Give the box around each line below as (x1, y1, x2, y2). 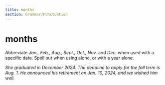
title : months (5, 7, 35, 12)
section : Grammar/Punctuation (5, 12, 68, 17)
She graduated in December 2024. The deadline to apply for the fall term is (5, 65, 161, 71)
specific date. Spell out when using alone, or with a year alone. (5, 55, 134, 61)
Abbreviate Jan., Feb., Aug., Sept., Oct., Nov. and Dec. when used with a (5, 50, 155, 56)
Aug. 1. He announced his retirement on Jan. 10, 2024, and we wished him (5, 70, 158, 76)
